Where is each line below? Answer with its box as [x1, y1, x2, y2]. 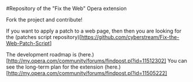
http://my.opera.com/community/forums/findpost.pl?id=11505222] [8, 70, 168, 76]
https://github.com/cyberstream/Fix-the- [81, 34, 180, 40]
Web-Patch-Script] [6, 40, 52, 47]
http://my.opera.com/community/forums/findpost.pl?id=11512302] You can [8, 58, 187, 64]
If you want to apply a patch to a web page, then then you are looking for [6, 27, 182, 34]
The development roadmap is [6, 51, 77, 58]
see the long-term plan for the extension [6, 63, 104, 70]
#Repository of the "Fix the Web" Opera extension [6, 5, 127, 12]
